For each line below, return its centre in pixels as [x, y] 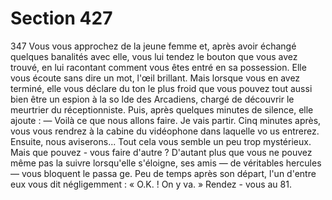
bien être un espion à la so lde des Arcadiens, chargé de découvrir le [152, 99]
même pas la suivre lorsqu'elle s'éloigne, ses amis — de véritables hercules [166, 163]
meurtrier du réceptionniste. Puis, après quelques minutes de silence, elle [162, 109]
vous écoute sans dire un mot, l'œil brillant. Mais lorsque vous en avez [155, 78]
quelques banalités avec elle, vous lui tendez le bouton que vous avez [154, 56]
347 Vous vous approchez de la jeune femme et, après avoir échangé [153, 46]
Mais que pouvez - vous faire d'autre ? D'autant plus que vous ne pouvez [161, 152]
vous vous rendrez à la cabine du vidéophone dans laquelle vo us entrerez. [165, 131]
